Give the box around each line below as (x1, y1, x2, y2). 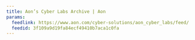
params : (6, 14, 26, 20)
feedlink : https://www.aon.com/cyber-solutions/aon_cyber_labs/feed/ (11, 19, 189, 25)
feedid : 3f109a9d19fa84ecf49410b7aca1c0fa (11, 25, 119, 31)
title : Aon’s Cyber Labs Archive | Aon (6, 8, 106, 15)
